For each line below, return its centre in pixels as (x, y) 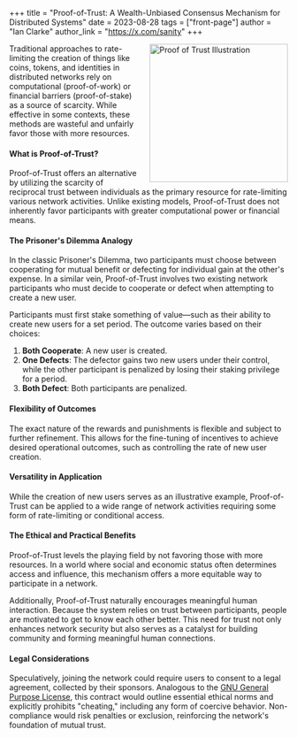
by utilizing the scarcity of (57, 183)
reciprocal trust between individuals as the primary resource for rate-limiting (148, 192)
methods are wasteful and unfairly (72, 124)
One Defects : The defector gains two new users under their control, (146, 360)
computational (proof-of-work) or (70, 86)
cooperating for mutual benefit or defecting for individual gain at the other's (147, 270)
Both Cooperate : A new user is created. (95, 351)
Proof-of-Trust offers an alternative (73, 173)
